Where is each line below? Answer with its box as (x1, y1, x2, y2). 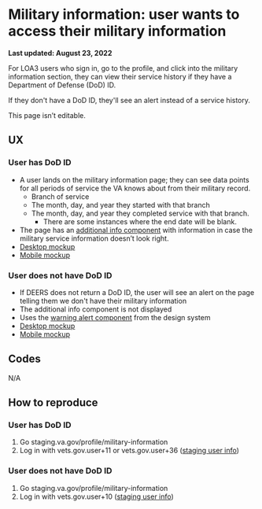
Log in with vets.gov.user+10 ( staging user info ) (19, 492, 175, 501)
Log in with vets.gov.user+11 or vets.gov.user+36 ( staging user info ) (19, 446, 240, 456)
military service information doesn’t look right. (19, 234, 169, 243)
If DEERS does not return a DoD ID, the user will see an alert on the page (19, 287, 255, 297)
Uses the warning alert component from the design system (19, 312, 211, 322)
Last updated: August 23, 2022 (8, 48, 113, 57)
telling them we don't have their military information (19, 296, 187, 305)
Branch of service (31, 191, 90, 201)
